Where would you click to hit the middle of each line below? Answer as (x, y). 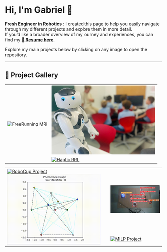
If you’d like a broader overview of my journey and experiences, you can (79, 34)
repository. (16, 55)
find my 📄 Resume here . (30, 40)
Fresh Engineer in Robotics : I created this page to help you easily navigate (83, 24)
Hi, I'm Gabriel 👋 (39, 10)
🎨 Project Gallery (32, 75)
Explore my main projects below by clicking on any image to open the (76, 49)
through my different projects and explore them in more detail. (69, 29)
